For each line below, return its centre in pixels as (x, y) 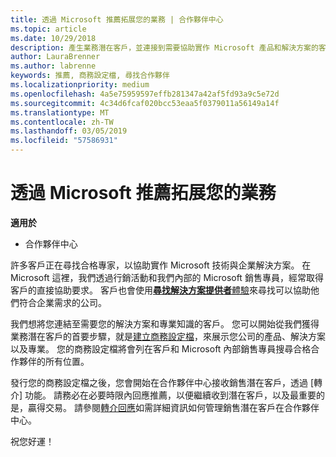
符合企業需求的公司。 (62, 302)
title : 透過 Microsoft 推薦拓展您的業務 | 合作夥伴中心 (117, 19)
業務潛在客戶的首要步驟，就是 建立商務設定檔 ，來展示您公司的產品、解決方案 (168, 336)
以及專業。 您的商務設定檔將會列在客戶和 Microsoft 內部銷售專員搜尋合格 (161, 348)
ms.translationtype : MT (60, 112)
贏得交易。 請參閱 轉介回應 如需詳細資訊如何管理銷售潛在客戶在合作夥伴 (173, 407)
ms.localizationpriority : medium (80, 85)
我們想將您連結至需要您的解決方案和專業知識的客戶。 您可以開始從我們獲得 (165, 323)
